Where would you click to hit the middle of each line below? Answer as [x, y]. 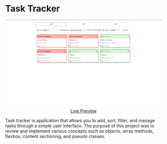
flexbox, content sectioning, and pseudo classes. [55, 137]
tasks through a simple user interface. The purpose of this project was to [80, 126]
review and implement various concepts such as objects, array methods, [80, 131]
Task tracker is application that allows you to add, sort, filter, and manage [80, 121]
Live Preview [83, 111]
